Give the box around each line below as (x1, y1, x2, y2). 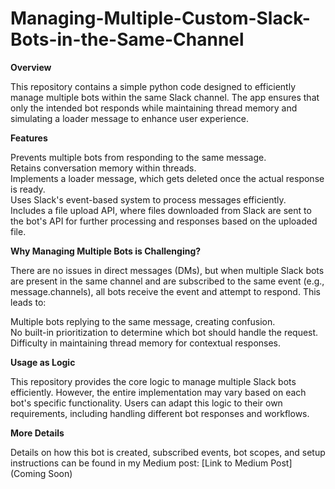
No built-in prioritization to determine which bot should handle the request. (10, 326, 319, 338)
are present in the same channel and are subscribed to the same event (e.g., (10, 275, 325, 287)
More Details (10, 427, 65, 439)
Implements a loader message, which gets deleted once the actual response (10, 172, 325, 184)
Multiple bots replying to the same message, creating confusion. (10, 315, 276, 327)
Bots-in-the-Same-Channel (10, 28, 245, 51)
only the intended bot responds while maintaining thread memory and (10, 102, 298, 114)
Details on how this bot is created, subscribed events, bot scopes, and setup (10, 446, 326, 458)
